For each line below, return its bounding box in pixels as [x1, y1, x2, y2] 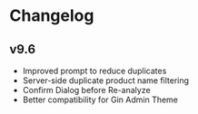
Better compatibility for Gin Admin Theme [22, 94, 179, 105]
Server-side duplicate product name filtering [22, 75, 189, 86]
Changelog [9, 5, 94, 26]
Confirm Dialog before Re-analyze [22, 85, 152, 95]
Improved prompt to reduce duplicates [22, 65, 167, 76]
